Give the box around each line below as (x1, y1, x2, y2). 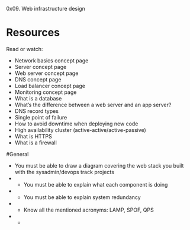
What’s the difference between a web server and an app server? (14, 101, 172, 108)
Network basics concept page (14, 56, 89, 64)
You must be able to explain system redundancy (23, 193, 141, 201)
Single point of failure (14, 114, 67, 121)
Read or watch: (6, 45, 43, 52)
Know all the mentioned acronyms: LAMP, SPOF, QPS (23, 206, 154, 213)
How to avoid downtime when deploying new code (14, 120, 139, 127)
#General (6, 150, 29, 157)
